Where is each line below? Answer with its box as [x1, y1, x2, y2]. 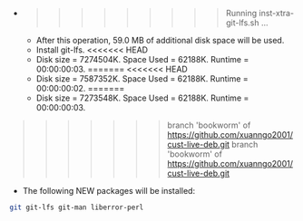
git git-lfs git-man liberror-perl [9, 203, 144, 212]
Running [225, 8, 258, 18]
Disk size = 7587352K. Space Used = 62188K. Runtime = [35, 73, 249, 84]
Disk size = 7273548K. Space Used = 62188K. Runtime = [35, 92, 249, 103]
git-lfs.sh [225, 17, 260, 28]
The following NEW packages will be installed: [22, 186, 196, 196]
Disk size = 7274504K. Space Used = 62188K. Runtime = [35, 54, 249, 64]
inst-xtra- [258, 8, 295, 18]
